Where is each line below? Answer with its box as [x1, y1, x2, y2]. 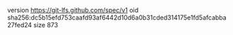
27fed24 [7, 21, 32, 29]
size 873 [33, 21, 59, 29]
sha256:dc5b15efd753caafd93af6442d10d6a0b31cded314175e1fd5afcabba [7, 13, 227, 22]
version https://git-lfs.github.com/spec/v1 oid [7, 6, 139, 14]
